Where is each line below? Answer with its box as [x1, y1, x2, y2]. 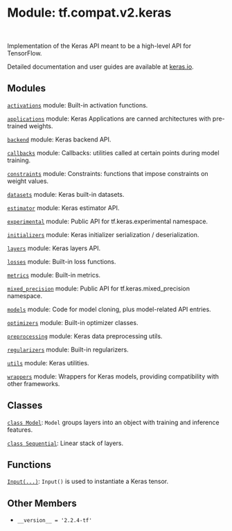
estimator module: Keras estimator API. [7, 203, 120, 212]
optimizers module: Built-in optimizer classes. [7, 318, 139, 327]
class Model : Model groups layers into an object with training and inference [7, 418, 220, 426]
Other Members [7, 497, 78, 509]
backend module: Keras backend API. [7, 135, 111, 143]
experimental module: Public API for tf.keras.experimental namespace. [7, 217, 208, 225]
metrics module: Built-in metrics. [7, 270, 101, 279]
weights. [28, 121, 53, 130]
